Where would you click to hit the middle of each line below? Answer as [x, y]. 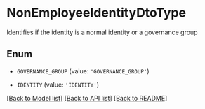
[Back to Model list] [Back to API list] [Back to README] [87, 98]
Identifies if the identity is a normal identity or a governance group [102, 32]
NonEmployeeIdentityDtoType [97, 13]
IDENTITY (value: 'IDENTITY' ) [58, 85]
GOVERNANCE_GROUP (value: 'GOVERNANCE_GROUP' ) [83, 71]
